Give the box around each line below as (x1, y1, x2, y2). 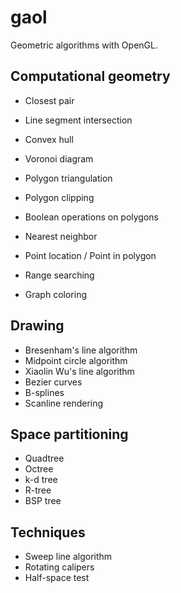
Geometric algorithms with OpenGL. (10, 39, 158, 51)
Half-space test (24, 572, 90, 584)
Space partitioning (10, 426, 129, 443)
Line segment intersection (24, 114, 133, 126)
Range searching (24, 269, 95, 281)
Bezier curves (24, 376, 83, 388)
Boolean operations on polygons (24, 211, 159, 223)
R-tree (24, 484, 52, 496)
